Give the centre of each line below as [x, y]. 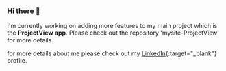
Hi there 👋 [24, 11]
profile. [17, 61]
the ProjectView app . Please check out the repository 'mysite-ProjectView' [113, 33]
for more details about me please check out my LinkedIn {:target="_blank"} [112, 53]
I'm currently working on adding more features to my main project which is [112, 26]
